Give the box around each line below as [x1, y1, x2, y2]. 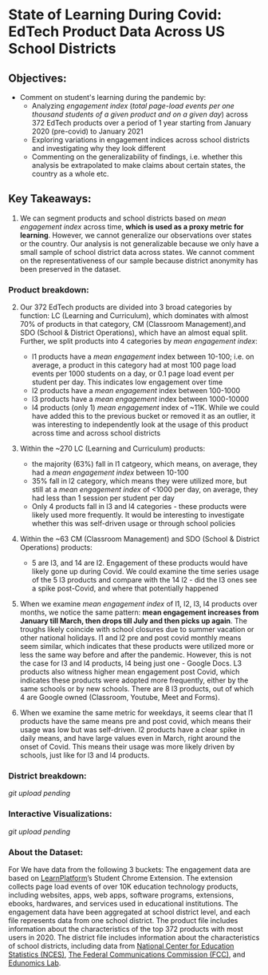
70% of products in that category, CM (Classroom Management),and [19, 320, 246, 329]
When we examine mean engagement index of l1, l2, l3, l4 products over [19, 599, 258, 609]
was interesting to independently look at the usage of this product [31, 420, 249, 429]
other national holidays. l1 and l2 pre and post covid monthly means [19, 633, 242, 643]
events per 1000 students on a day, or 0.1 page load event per [31, 369, 235, 379]
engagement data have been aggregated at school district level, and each [8, 907, 251, 917]
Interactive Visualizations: [8, 809, 112, 820]
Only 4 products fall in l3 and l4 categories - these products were [31, 502, 247, 511]
